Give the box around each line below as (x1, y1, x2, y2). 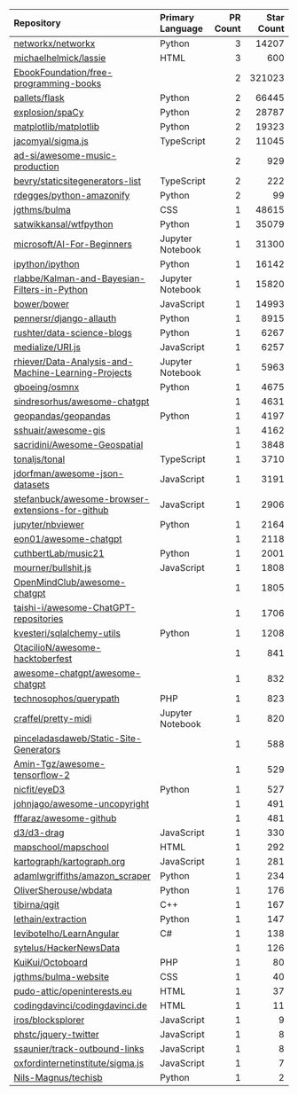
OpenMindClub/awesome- (13, 576, 126, 588)
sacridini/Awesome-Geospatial (13, 439, 144, 450)
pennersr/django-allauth (13, 312, 117, 325)
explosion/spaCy (13, 106, 84, 118)
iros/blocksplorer (13, 1014, 85, 1026)
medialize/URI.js (13, 341, 82, 353)
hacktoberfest (13, 653, 73, 664)
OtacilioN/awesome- (13, 642, 102, 653)
